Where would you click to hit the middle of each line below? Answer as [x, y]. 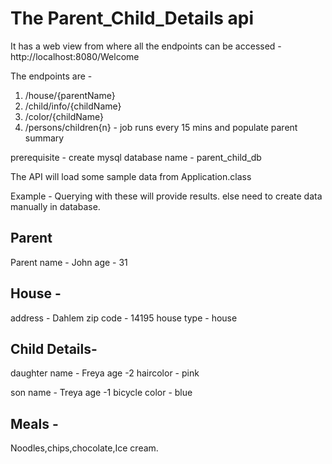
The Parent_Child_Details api [132, 18]
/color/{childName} [64, 116]
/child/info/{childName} [73, 106]
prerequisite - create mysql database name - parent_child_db [136, 157]
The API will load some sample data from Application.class [131, 176]
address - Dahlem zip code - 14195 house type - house [124, 318]
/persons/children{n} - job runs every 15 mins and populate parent [161, 127]
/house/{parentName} [70, 95]
